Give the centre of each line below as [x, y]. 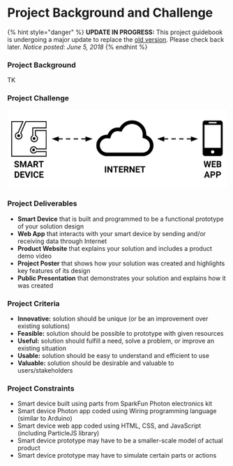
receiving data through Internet [62, 241]
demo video [35, 256]
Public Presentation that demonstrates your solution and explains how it [121, 278]
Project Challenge [38, 98]
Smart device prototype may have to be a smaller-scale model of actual [120, 441]
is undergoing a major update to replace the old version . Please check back [116, 39]
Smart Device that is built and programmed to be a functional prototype [121, 219]
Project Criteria [34, 303]
